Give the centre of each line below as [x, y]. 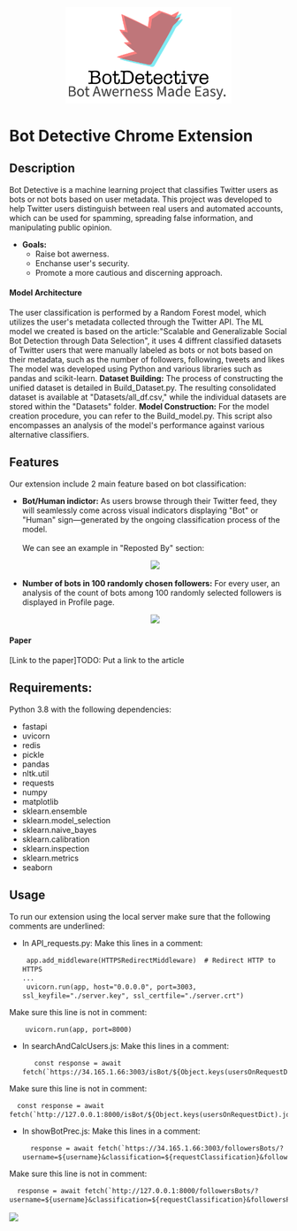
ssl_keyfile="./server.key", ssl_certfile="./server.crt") [133, 996]
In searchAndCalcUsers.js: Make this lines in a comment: [126, 1045]
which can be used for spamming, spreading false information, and [131, 218]
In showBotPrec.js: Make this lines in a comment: [111, 1131]
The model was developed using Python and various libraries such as [136, 369]
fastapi [34, 726]
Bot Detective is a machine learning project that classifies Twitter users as [144, 189]
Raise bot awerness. [72, 254]
